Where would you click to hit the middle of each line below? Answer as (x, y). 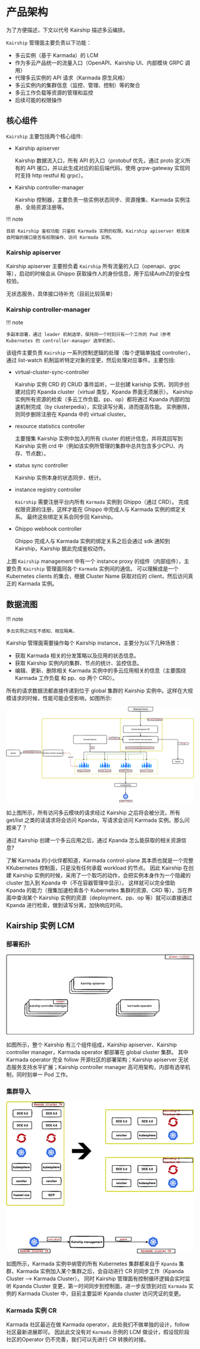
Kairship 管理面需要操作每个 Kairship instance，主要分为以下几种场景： (93, 643)
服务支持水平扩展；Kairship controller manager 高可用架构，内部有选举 (98, 1067)
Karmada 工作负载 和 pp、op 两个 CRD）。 (66, 678)
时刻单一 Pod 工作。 (46, 1074)
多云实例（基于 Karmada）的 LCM (57, 55)
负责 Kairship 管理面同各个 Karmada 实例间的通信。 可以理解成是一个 (95, 569)
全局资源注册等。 (46, 207)
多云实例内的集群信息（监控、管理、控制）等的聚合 (77, 85)
